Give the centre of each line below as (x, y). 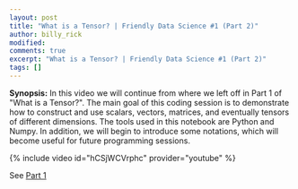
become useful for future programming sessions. (100, 141)
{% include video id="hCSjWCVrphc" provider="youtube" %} (123, 158)
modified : (28, 43)
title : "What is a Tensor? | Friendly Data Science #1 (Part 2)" (134, 26)
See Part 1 (28, 175)
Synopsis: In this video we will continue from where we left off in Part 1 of (146, 93)
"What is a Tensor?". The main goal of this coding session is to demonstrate (149, 102)
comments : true (38, 51)
